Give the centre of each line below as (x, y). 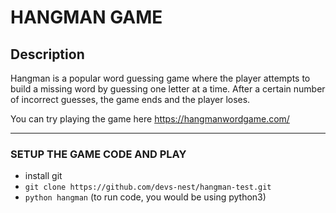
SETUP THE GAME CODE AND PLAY (98, 154)
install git (43, 176)
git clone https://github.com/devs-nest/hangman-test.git (148, 187)
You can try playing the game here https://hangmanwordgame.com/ (150, 119)
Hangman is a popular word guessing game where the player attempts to (160, 78)
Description (47, 54)
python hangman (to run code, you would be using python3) (145, 197)
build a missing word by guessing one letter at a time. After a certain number (168, 89)
